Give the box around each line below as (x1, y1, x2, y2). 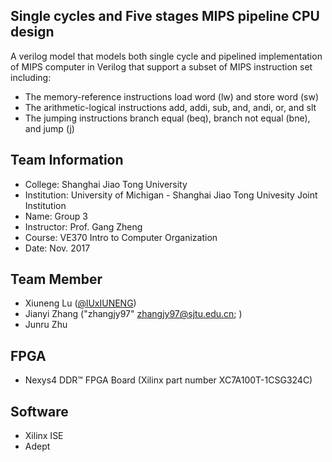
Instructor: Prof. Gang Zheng (24, 220, 143, 233)
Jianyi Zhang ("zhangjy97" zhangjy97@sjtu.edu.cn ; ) (24, 308, 243, 320)
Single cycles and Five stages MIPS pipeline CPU (10, 8, 320, 25)
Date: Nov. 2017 (24, 242, 91, 254)
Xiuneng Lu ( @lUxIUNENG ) (24, 297, 137, 309)
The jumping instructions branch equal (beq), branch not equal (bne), (24, 112, 311, 124)
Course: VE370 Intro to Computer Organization (24, 231, 218, 243)
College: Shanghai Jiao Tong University (24, 178, 188, 190)
